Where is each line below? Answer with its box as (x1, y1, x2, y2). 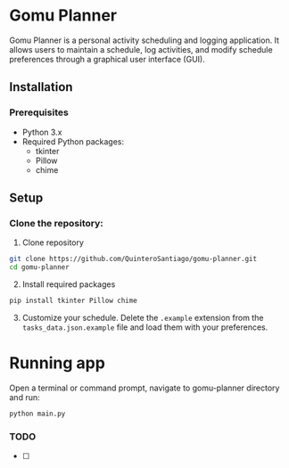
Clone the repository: (9, 217, 104, 229)
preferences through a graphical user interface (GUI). (9, 53, 205, 64)
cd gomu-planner (9, 263, 70, 272)
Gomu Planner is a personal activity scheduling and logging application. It (9, 35, 279, 45)
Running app (9, 353, 105, 374)
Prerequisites (9, 106, 69, 119)
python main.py (9, 409, 66, 418)
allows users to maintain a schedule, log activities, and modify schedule (9, 44, 274, 54)
